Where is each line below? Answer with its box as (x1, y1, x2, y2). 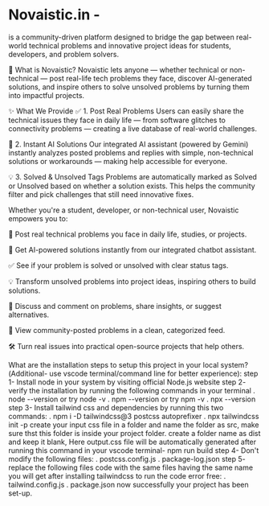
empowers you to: (8, 213, 68, 223)
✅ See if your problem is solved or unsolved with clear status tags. (8, 260, 229, 270)
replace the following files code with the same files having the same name (8, 463, 254, 472)
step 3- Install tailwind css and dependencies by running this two (8, 402, 224, 412)
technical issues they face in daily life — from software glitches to (8, 115, 226, 125)
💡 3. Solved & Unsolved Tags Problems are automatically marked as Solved (8, 171, 257, 182)
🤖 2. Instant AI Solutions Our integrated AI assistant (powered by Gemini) (8, 139, 249, 149)
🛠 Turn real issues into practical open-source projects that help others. (8, 341, 245, 351)
